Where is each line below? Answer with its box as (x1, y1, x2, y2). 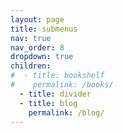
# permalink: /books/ (10, 80, 114, 90)
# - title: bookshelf (10, 71, 105, 81)
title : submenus (10, 24, 78, 34)
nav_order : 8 (10, 42, 65, 53)
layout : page (10, 14, 65, 25)
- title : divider (19, 89, 92, 99)
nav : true (10, 33, 52, 43)
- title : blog (19, 98, 78, 108)
